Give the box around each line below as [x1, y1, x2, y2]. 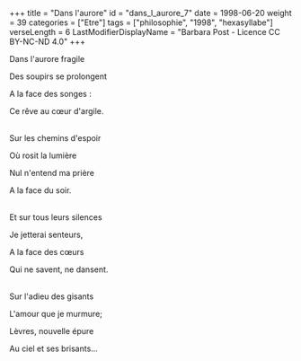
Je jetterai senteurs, [9, 229, 84, 240]
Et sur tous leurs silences [9, 212, 102, 223]
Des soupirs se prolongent [9, 71, 108, 82]
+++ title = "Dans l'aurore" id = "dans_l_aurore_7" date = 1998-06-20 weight [9, 8, 292, 18]
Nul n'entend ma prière [9, 168, 95, 178]
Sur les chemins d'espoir [9, 133, 102, 143]
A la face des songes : [9, 89, 92, 99]
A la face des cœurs [9, 247, 84, 257]
